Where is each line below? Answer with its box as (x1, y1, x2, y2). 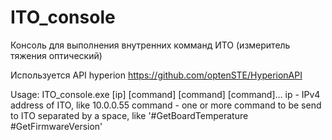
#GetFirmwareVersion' (10, 120, 103, 132)
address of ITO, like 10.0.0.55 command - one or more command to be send (10, 99, 322, 111)
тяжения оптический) (10, 49, 103, 61)
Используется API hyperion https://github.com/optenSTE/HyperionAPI (10, 69, 303, 81)
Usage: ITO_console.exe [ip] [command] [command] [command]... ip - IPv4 (10, 88, 321, 100)
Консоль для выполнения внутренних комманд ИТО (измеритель (10, 39, 291, 51)
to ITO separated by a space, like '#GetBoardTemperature (10, 109, 249, 121)
